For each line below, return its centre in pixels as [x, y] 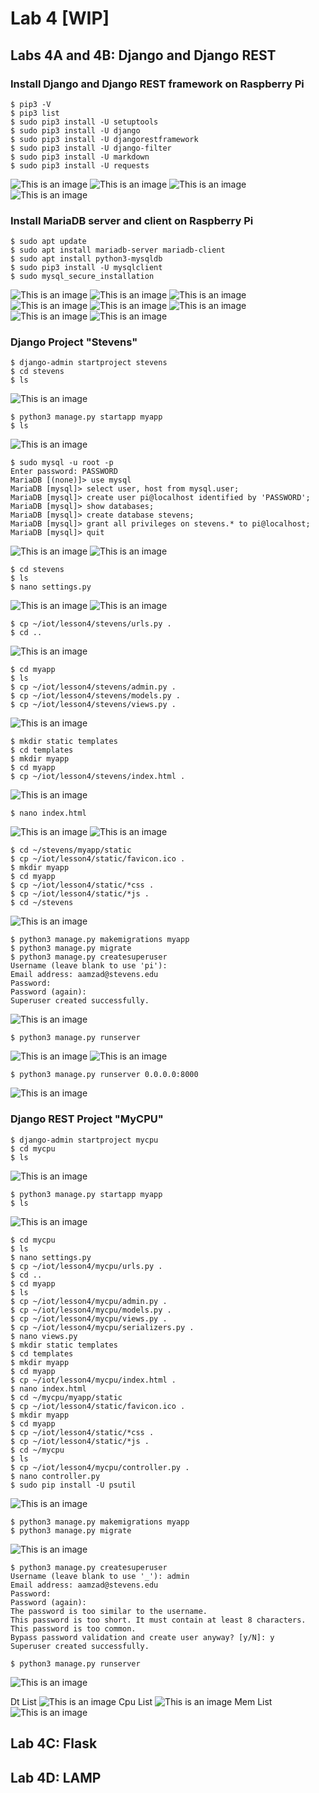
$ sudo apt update [48, 242]
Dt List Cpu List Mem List [141, 1701]
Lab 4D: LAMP [56, 1777]
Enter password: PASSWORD [64, 472]
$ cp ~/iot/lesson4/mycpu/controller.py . [100, 1467]
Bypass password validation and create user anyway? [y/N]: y [142, 1637]
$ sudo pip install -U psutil [73, 1485]
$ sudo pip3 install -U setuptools [84, 122]
